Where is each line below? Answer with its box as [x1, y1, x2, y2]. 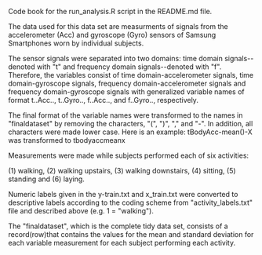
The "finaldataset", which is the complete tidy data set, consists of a [8, 221, 229, 231]
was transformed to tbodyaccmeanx [8, 136, 126, 144]
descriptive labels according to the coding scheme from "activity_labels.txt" [8, 198, 253, 207]
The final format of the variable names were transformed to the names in [8, 111, 243, 120]
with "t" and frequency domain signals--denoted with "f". [36, 62, 222, 71]
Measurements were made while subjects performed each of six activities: [8, 151, 249, 160]
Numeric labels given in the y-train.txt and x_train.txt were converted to [8, 190, 238, 199]
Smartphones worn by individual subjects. [8, 38, 144, 48]
